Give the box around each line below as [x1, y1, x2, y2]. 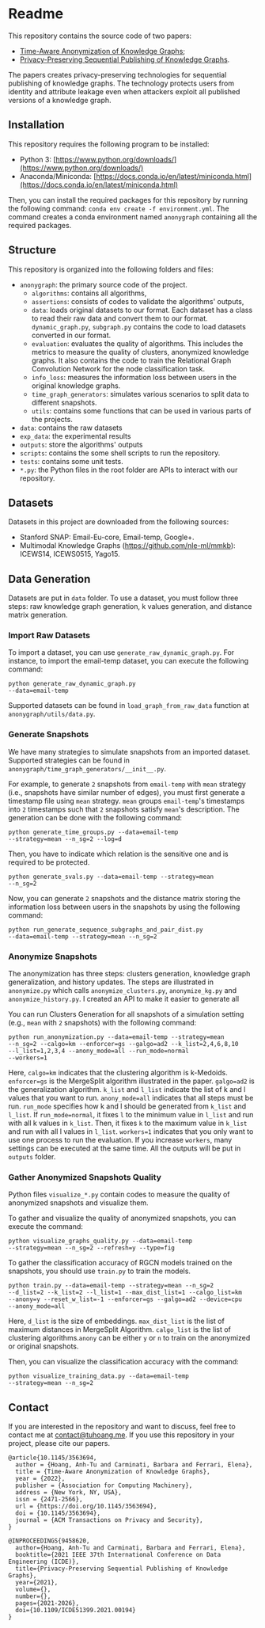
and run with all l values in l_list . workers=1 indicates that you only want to [8, 1127, 254, 1136]
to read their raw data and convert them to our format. [31, 314, 208, 323]
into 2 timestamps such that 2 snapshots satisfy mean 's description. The [8, 804, 240, 814]
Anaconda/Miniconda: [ [19, 171, 97, 181]
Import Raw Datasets [8, 630, 91, 641]
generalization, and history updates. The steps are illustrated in [8, 977, 214, 987]
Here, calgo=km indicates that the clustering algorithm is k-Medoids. [8, 1068, 228, 1078]
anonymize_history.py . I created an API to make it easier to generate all [8, 995, 240, 1004]
